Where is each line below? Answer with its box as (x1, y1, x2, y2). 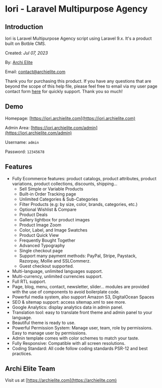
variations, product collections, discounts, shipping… (12, 181, 118, 186)
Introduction (5, 23, 44, 31)
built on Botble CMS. (5, 41, 46, 47)
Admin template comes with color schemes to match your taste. (12, 335, 139, 341)
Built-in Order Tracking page (19, 191, 76, 197)
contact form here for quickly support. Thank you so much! (5, 89, 123, 94)
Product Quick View (19, 232, 59, 238)
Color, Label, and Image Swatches (19, 227, 88, 233)
